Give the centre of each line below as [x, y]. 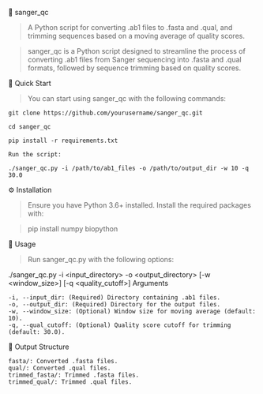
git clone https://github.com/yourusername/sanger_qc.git [105, 113]
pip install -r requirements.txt [63, 141]
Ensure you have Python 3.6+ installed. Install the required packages [139, 205]
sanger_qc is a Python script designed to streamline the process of [137, 51]
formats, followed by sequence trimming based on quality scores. [134, 68]
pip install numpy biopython [73, 229]
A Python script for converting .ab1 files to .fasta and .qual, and [130, 27]
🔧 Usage [22, 244]
